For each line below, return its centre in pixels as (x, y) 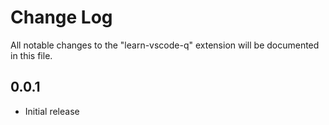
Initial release (52, 111)
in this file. (31, 55)
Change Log (61, 17)
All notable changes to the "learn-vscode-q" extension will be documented (165, 45)
